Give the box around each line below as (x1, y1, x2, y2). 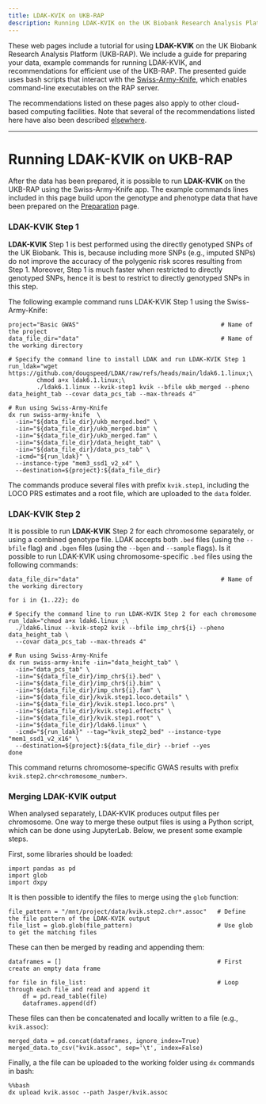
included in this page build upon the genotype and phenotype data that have (8, 193, 258, 203)
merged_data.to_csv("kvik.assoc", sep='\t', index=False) (8, 1044, 203, 1052)
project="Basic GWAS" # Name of (8, 320, 253, 329)
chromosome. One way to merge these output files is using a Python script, (8, 817, 255, 827)
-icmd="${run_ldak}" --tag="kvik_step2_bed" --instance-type (15, 728, 222, 736)
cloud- (218, 98, 240, 108)
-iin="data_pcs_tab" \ (15, 666, 90, 674)
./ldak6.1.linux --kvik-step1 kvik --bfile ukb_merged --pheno (36, 383, 249, 391)
